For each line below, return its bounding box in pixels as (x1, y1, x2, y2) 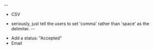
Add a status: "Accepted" (11, 35, 62, 41)
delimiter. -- (11, 26, 35, 31)
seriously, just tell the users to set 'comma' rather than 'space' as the (11, 21, 150, 26)
